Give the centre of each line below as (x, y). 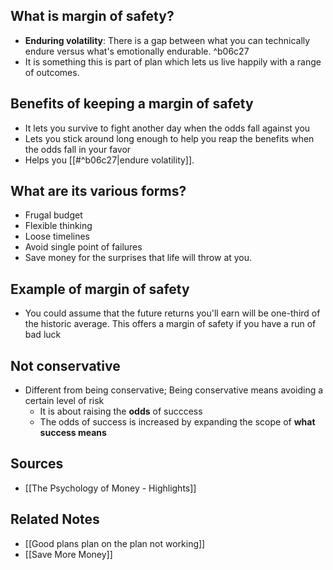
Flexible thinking (58, 226)
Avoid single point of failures (83, 247)
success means (73, 433)
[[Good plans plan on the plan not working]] (115, 543)
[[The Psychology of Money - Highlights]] (110, 488)
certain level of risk (64, 401)
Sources (37, 464)
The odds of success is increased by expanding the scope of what (177, 422)
